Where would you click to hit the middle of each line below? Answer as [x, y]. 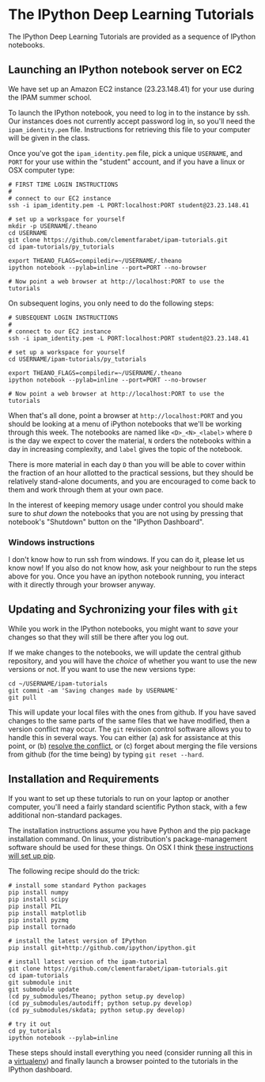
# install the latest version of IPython [78, 941]
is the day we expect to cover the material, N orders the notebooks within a [130, 440]
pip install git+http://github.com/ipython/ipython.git [102, 947]
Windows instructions [51, 542]
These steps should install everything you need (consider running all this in [131, 1052]
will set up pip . [32, 856]
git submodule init [40, 982]
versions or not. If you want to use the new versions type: [102, 669]
